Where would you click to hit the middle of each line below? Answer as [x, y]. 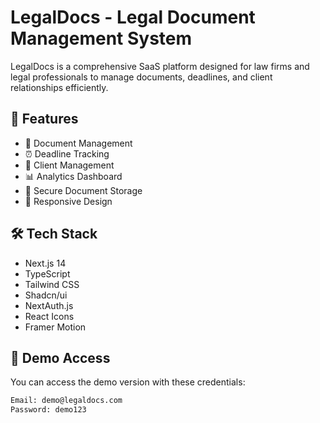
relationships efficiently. [59, 87]
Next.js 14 [45, 263]
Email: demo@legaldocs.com [66, 401]
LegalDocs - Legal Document [133, 17]
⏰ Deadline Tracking [67, 153]
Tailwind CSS [52, 284]
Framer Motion [55, 327]
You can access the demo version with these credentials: [128, 382]
